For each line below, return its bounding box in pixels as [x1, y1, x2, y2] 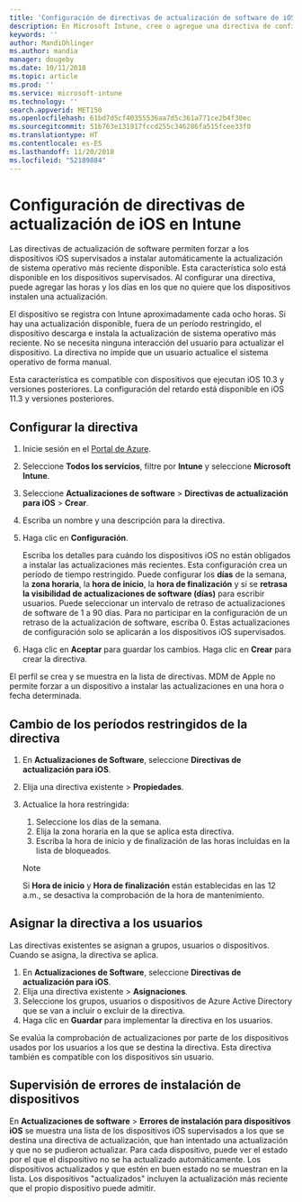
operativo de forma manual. [9, 357, 112, 368]
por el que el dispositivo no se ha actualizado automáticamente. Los [9, 1153, 262, 1164]
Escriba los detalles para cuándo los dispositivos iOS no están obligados [22, 550, 291, 561]
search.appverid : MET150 [9, 106, 102, 115]
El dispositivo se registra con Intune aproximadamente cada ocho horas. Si [9, 308, 286, 320]
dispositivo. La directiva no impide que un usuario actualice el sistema [9, 347, 269, 358]
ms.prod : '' [9, 80, 54, 89]
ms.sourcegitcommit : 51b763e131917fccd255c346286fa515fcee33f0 [9, 123, 252, 132]
